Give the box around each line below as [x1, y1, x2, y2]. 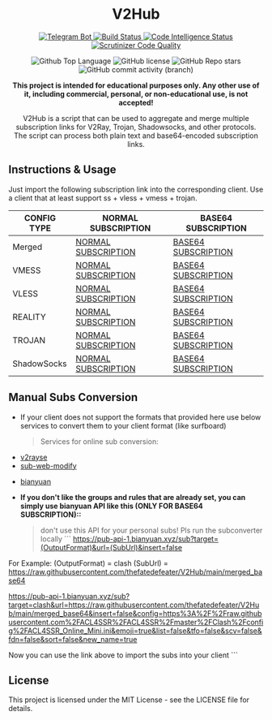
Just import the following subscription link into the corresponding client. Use [8, 184, 264, 194]
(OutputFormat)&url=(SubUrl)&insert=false [40, 542, 183, 552]
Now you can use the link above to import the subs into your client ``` [8, 650, 239, 660]
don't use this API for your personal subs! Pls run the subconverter [40, 525, 263, 535]
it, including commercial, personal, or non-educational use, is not [23, 88, 249, 98]
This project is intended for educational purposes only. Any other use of [12, 80, 260, 90]
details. [8, 704, 33, 714]
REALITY [12, 311, 46, 322]
